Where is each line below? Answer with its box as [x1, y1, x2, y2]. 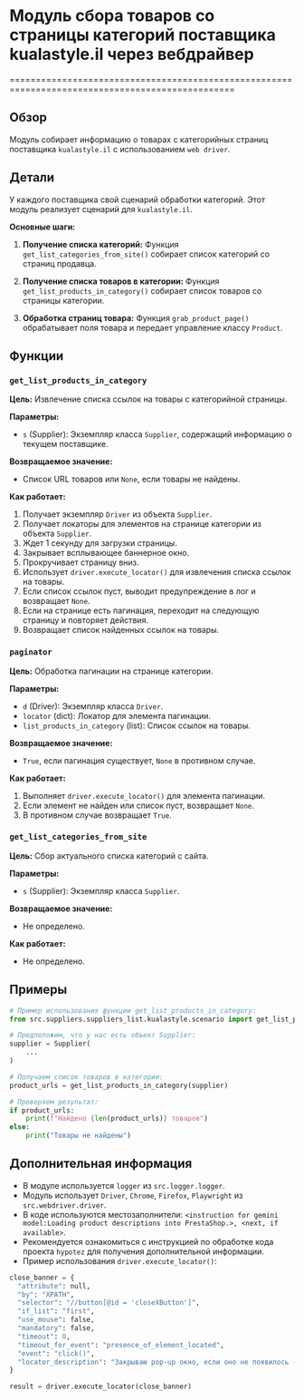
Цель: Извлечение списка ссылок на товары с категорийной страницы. [9, 394, 288, 404]
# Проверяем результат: [9, 1097, 100, 1106]
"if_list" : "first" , [17, 1307, 95, 1316]
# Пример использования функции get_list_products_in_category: [9, 1006, 257, 1016]
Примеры [9, 982, 68, 997]
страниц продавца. [22, 258, 97, 268]
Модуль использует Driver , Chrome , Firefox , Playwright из [22, 1190, 243, 1201]
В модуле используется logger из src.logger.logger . [22, 1180, 225, 1191]
